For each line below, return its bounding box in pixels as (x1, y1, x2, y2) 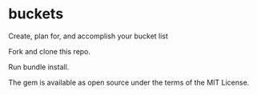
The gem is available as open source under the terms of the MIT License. (8, 77, 250, 87)
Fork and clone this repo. (8, 46, 90, 56)
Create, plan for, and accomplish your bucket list (8, 31, 168, 41)
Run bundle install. (8, 61, 70, 72)
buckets (8, 5, 64, 23)
